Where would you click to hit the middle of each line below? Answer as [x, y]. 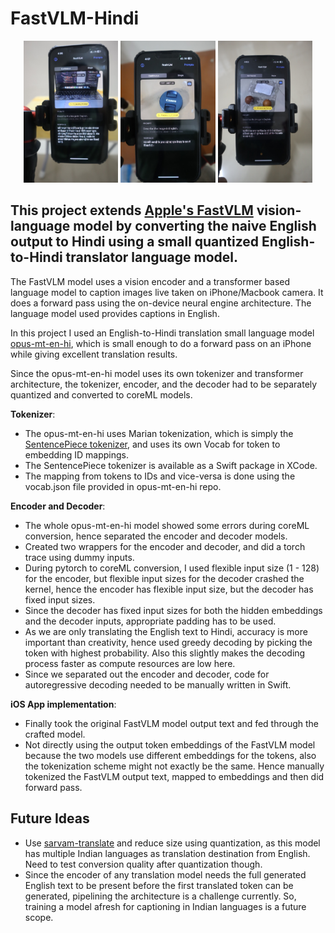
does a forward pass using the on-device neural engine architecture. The [161, 303]
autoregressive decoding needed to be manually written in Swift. [158, 684]
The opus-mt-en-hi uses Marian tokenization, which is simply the [159, 433]
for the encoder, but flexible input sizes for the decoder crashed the [164, 578]
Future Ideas [50, 818]
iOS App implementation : [63, 704]
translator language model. [152, 257]
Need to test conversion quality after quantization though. [143, 864]
